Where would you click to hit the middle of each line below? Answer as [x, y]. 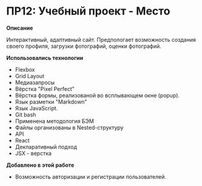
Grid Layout [29, 76]
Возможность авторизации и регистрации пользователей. [90, 176]
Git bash [25, 115]
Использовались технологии [45, 58]
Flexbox [25, 69]
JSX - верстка [33, 153]
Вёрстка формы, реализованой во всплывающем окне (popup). [97, 95]
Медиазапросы [35, 82]
